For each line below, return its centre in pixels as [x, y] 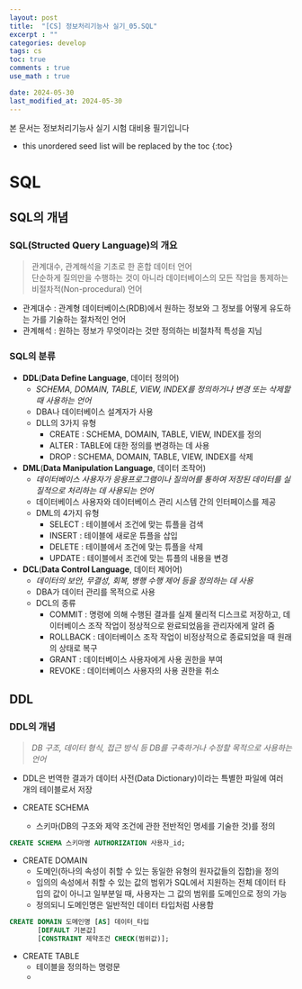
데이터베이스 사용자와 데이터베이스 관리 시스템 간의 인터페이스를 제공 [156, 502]
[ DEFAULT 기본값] [67, 930]
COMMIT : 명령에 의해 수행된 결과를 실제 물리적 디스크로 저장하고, [165, 614]
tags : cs [26, 51]
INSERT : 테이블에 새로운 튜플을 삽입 [113, 535]
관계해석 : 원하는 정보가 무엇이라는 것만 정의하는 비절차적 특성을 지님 [142, 331]
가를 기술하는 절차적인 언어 [79, 320]
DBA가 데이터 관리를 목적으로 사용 [95, 592]
